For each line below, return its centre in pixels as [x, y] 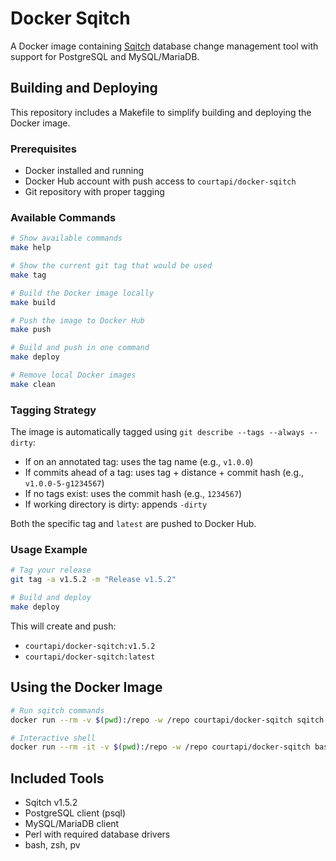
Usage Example [49, 550]
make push [31, 330]
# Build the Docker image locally [82, 293]
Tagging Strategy [53, 410]
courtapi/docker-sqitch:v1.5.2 [90, 646]
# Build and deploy [51, 598]
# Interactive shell [53, 738]
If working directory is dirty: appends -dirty [116, 504]
